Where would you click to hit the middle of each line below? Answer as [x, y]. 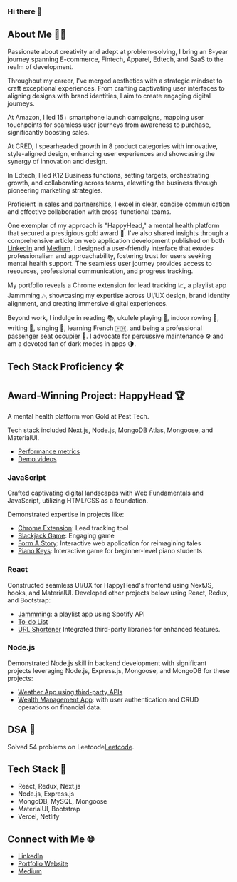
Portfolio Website [43, 864]
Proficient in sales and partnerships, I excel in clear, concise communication [118, 204]
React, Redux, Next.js [49, 786]
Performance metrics [49, 451]
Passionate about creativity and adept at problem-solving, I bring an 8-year [118, 51]
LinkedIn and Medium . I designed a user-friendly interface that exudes [111, 248]
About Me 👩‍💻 [37, 35]
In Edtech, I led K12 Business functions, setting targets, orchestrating [109, 175]
